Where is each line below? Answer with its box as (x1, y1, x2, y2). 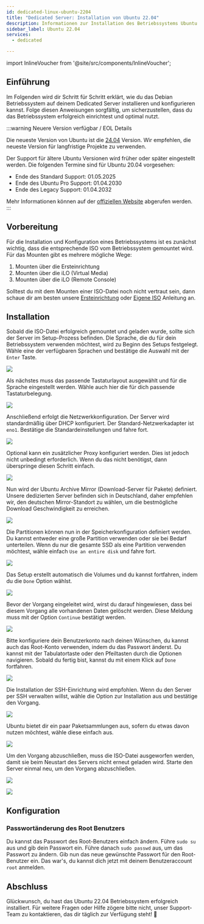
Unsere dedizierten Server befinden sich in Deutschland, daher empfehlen (6, 492, 193, 500)
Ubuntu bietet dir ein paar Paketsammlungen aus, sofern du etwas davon (6, 722, 190, 729)
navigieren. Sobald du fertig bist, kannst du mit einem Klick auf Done (6, 656, 177, 664)
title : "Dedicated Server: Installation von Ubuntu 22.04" (6, 15, 160, 21)
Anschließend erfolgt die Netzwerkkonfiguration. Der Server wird (6, 413, 169, 421)
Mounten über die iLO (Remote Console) (15, 276, 117, 283)
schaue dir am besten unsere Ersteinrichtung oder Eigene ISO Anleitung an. (6, 294, 196, 301)
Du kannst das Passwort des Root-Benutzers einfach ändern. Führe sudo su (6, 838, 196, 845)
